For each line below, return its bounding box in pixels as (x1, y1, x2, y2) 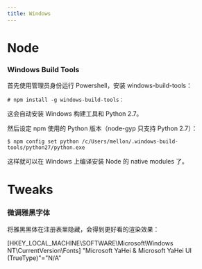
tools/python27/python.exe (7, 144, 85, 151)
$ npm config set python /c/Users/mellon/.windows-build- (7, 138, 178, 146)
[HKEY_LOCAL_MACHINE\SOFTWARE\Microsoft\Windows (7, 238, 174, 247)
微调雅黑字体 (7, 208, 51, 218)
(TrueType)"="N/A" (7, 254, 62, 262)
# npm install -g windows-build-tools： (7, 96, 125, 104)
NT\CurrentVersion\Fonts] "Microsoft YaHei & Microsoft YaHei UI (7, 246, 192, 254)
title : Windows (7, 10, 51, 17)
